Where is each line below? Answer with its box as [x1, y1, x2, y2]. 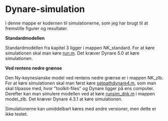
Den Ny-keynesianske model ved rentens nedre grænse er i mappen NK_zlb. [5, 74, 163, 80]
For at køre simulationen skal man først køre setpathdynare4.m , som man [5, 80, 156, 86]
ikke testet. [5, 111, 28, 117]
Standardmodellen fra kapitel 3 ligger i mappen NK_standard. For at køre [5, 44, 155, 50]
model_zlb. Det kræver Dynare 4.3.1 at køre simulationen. [5, 96, 123, 102]
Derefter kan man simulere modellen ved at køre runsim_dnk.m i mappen [5, 90, 155, 96]
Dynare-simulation [5, 3, 85, 15]
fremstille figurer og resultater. [5, 25, 68, 31]
